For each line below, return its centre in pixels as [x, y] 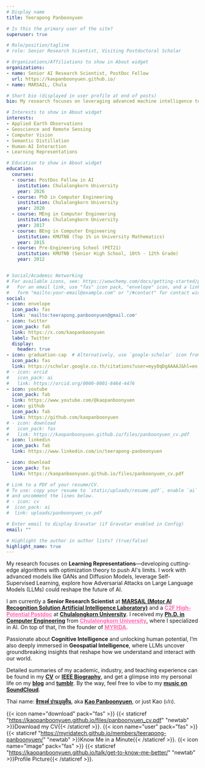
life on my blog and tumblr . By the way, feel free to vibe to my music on [97, 683]
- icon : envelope [28, 304]
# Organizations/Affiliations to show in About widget [77, 62]
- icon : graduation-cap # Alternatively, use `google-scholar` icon [97, 355]
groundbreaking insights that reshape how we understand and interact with [101, 652]
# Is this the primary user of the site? [60, 29]
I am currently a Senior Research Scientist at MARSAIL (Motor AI [89, 602]
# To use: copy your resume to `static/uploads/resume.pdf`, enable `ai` [102, 490]
